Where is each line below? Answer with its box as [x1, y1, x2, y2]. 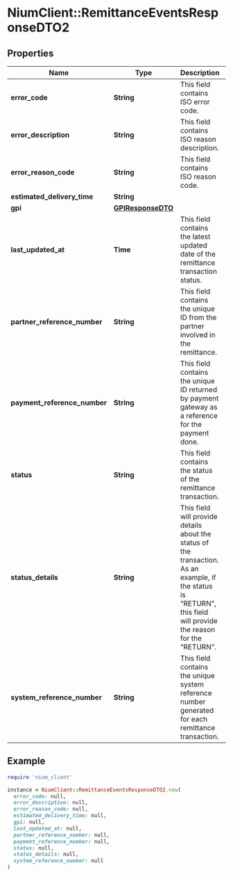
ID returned [180, 385, 217, 394]
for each [180, 714, 208, 724]
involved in [180, 330, 216, 339]
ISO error [180, 97, 210, 106]
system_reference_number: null [13, 858, 104, 864]
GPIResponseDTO [113, 203, 174, 213]
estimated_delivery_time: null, [13, 812, 107, 819]
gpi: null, [13, 819, 45, 826]
